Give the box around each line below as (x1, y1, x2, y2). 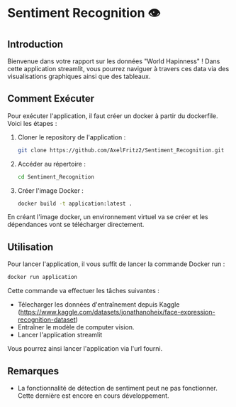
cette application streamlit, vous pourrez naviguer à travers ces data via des (7, 65, 230, 73)
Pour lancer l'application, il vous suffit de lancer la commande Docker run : (7, 260, 225, 268)
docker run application (7, 274, 78, 281)
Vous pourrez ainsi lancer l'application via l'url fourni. (7, 344, 163, 353)
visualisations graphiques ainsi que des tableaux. (7, 72, 151, 80)
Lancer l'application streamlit (17, 331, 103, 339)
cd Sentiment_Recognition (17, 173, 94, 181)
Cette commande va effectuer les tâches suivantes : (7, 287, 159, 295)
